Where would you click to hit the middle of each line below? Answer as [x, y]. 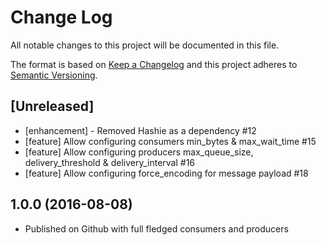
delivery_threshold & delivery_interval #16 [110, 162]
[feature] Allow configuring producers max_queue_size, [139, 152]
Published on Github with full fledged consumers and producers [156, 228]
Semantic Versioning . [54, 75]
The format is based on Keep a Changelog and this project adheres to [154, 64]
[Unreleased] [52, 106]
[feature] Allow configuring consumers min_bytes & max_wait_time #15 [170, 141]
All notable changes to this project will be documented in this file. [145, 45]
